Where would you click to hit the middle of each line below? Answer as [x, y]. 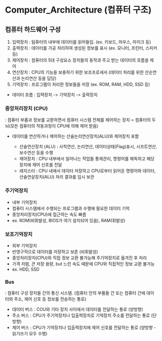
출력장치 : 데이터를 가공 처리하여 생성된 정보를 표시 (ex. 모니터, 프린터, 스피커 [85, 48]
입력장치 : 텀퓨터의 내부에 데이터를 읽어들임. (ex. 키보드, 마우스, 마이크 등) [81, 42]
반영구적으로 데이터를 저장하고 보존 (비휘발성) [55, 252]
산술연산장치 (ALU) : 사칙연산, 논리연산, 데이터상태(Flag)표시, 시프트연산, [88, 146]
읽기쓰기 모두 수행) [29, 334]
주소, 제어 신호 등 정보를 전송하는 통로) [50, 299]
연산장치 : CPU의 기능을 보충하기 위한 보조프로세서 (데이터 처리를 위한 [78, 72]
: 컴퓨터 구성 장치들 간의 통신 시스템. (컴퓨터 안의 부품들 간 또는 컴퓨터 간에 [75, 293]
